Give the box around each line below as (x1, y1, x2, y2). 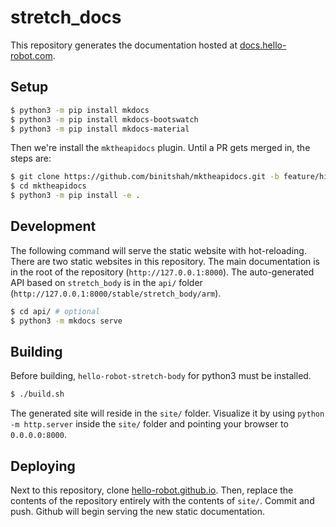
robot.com (10, 49, 53, 61)
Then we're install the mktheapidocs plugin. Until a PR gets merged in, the (10, 142, 311, 154)
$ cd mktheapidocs (10, 181, 87, 191)
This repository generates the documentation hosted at (10, 39, 238, 51)
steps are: (10, 152, 52, 165)
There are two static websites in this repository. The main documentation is (10, 255, 321, 267)
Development (10, 218, 97, 235)
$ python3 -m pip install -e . (10, 191, 141, 201)
